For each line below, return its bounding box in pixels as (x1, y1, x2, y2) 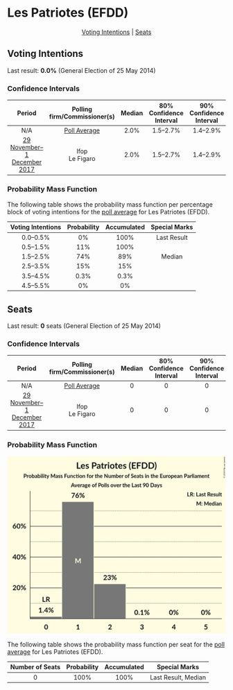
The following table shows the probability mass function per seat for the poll (7, 640, 225, 648)
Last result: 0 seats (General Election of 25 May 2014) (7, 322, 162, 330)
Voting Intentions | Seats (81, 28, 152, 36)
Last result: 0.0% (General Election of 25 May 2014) (7, 66, 156, 74)
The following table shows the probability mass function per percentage (7, 200, 213, 209)
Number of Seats (10, 663, 61, 671)
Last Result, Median (150, 673, 207, 681)
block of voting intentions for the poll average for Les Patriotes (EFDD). (7, 207, 210, 216)
